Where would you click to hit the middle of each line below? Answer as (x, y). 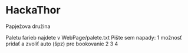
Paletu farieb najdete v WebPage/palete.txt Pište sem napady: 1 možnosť (94, 37)
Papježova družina (28, 26)
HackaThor (33, 10)
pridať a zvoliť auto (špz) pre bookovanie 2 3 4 (62, 44)
